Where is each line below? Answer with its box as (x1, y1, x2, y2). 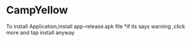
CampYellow (6, 3, 68, 17)
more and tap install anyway (6, 29, 75, 36)
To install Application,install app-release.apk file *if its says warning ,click (6, 23, 185, 30)
